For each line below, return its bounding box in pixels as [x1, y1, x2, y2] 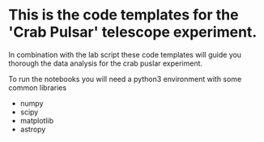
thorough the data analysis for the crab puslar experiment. [8, 58, 203, 68]
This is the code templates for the [8, 6, 239, 24]
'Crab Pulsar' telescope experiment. [8, 23, 258, 41]
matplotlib [19, 115, 54, 125]
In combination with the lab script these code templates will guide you [8, 49, 241, 59]
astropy [19, 124, 46, 134]
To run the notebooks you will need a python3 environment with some [8, 74, 242, 84]
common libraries [8, 83, 67, 93]
